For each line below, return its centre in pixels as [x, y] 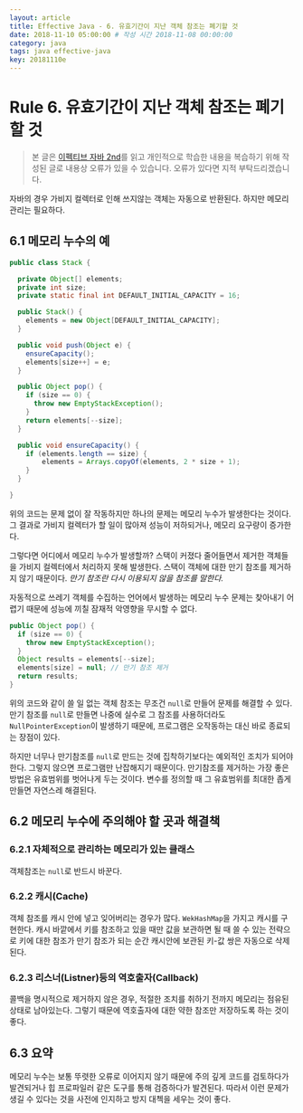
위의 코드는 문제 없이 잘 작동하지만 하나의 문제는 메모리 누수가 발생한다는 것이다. [151, 513]
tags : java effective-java [60, 52]
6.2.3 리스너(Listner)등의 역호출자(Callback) [104, 977]
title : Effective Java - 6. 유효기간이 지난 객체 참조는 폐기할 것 [124, 26]
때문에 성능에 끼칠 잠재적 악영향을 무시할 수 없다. [111, 608]
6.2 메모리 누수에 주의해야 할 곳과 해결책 [115, 821]
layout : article [40, 18]
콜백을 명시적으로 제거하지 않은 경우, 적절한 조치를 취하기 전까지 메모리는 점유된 [149, 999]
